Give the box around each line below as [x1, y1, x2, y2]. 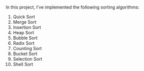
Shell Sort [12, 62, 33, 67]
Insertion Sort [12, 24, 41, 30]
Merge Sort [12, 19, 36, 25]
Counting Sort [12, 46, 42, 51]
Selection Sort [12, 56, 42, 62]
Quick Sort [12, 14, 35, 19]
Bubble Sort [12, 35, 38, 41]
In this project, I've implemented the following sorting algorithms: [5, 4, 139, 10]
